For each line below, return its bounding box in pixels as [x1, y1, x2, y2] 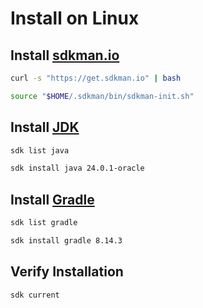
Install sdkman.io [10, 47, 120, 64]
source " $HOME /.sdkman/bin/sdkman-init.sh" [10, 91, 195, 101]
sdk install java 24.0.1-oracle [10, 163, 145, 174]
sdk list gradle [10, 218, 78, 228]
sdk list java [10, 145, 70, 156]
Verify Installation [10, 263, 124, 281]
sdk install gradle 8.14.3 [10, 236, 123, 246]
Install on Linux [10, 7, 140, 30]
